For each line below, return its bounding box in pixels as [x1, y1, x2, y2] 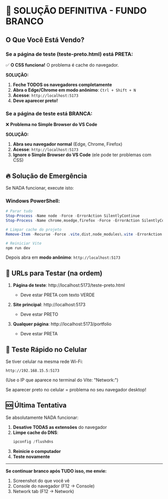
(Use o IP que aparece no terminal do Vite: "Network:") [5, 377, 119, 383]
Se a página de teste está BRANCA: [5, 110, 93, 117]
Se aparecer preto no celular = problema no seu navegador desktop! [5, 387, 147, 393]
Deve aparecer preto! [12, 98, 58, 104]
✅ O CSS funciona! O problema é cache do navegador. [5, 62, 119, 68]
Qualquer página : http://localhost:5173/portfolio [12, 321, 112, 327]
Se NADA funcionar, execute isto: [5, 185, 74, 191]
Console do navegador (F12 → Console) [12, 483, 95, 489]
